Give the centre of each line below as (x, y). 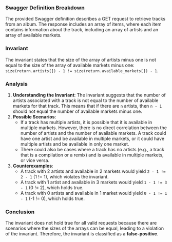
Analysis (17, 84)
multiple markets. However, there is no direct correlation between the (93, 128)
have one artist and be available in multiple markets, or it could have (92, 138)
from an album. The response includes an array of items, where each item (83, 24)
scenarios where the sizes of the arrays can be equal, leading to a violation (85, 228)
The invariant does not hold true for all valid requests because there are (81, 223)
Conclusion (20, 212)
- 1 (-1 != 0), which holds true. (52, 198)
